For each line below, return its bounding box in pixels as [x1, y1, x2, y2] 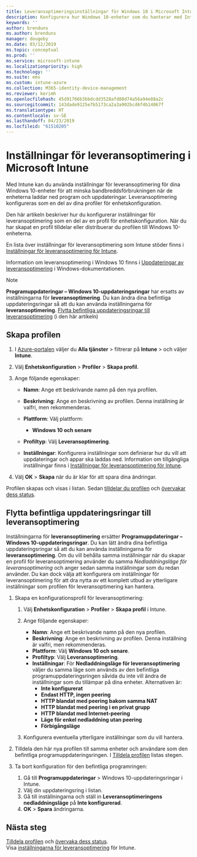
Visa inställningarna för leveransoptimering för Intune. [6, 844, 136, 851]
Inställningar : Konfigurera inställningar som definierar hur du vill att [23, 449, 186, 456]
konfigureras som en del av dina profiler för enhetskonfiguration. [6, 200, 162, 207]
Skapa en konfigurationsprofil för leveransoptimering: [14, 594, 144, 601]
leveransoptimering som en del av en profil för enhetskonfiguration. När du [6, 217, 186, 224]
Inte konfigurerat [40, 685, 83, 692]
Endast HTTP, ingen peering [40, 691, 111, 698]
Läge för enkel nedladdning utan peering [40, 716, 142, 723]
